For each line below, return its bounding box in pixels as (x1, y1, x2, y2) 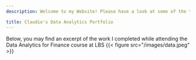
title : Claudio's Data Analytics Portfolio (6, 19, 114, 25)
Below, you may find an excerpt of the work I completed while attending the (6, 35, 188, 42)
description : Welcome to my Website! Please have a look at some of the (6, 8, 187, 15)
